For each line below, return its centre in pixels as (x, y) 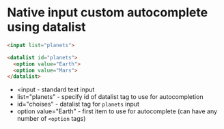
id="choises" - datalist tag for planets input (78, 104)
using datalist (47, 27)
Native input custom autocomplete (108, 13)
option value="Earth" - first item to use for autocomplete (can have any (117, 111)
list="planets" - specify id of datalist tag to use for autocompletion (110, 97)
